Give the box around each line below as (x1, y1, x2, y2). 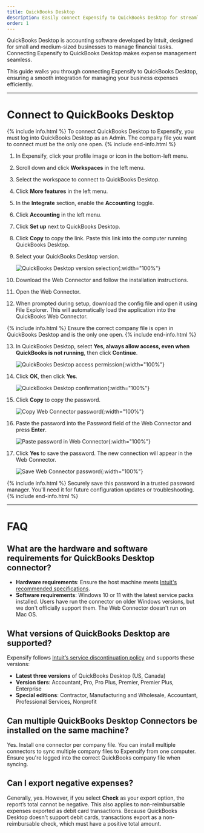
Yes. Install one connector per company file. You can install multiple (7, 741, 176, 748)
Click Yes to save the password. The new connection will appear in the (15, 450, 192, 457)
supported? (7, 638, 52, 648)
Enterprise (15, 685, 42, 692)
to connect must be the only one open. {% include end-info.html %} (7, 141, 176, 148)
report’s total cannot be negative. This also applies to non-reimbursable (7, 800, 185, 808)
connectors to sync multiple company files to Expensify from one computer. (7, 747, 196, 755)
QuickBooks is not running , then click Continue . (15, 349, 138, 357)
